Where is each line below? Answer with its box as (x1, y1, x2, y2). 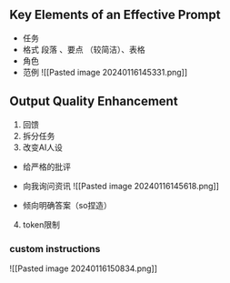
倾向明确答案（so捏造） (22, 199, 112, 210)
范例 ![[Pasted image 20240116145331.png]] (22, 66, 188, 77)
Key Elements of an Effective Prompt (9, 7, 221, 23)
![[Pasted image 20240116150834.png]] (9, 263, 157, 274)
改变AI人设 (22, 141, 64, 153)
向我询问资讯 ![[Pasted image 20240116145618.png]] (22, 180, 220, 191)
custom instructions (9, 242, 101, 255)
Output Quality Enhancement (9, 94, 179, 109)
